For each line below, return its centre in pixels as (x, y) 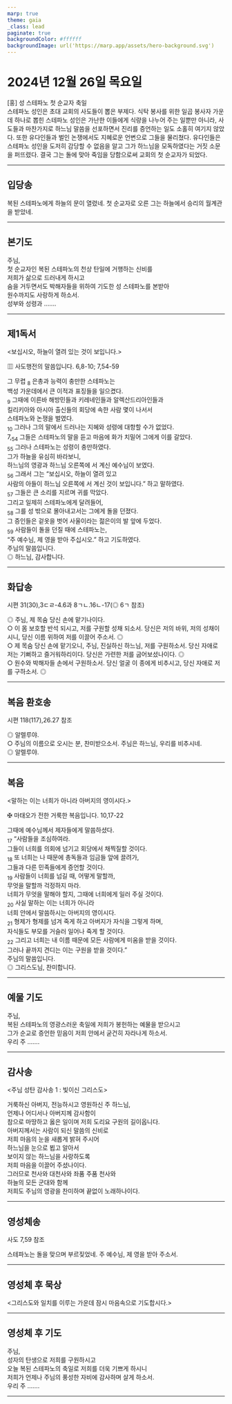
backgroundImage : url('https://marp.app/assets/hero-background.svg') (111, 46)
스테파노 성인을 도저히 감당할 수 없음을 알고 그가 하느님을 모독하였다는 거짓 (108, 145)
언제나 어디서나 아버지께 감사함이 (52, 1113)
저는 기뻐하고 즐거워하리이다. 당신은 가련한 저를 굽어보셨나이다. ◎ (96, 655)
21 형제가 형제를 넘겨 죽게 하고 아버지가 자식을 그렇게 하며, (85, 922)
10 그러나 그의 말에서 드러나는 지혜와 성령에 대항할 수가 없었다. (91, 428)
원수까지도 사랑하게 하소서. (43, 294)
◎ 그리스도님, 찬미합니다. (41, 967)
